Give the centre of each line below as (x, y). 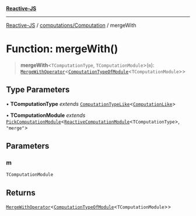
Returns (21, 193)
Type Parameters (38, 90)
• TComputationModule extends (46, 115)
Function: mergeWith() (62, 49)
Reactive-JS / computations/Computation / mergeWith (71, 25)
